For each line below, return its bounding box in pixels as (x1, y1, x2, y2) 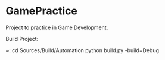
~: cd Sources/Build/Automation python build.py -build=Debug (5, 46, 159, 54)
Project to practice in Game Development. (5, 24, 108, 31)
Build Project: (5, 35, 39, 42)
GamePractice (5, 4, 78, 18)
